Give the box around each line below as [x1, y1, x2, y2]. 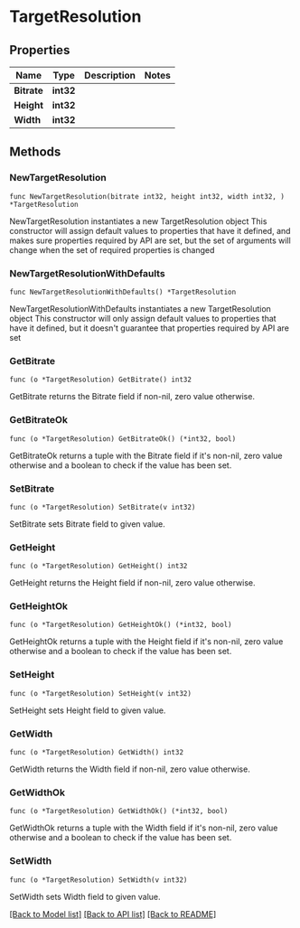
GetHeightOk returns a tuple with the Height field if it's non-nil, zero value [9, 636, 284, 647]
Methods [9, 145, 61, 160]
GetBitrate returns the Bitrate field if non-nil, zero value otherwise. [9, 391, 256, 402]
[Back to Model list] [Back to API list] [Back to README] [9, 908, 217, 919]
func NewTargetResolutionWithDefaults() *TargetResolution [9, 287, 237, 296]
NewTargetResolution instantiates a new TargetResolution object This [9, 215, 267, 227]
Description [84, 70, 136, 81]
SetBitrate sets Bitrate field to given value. [9, 518, 165, 530]
